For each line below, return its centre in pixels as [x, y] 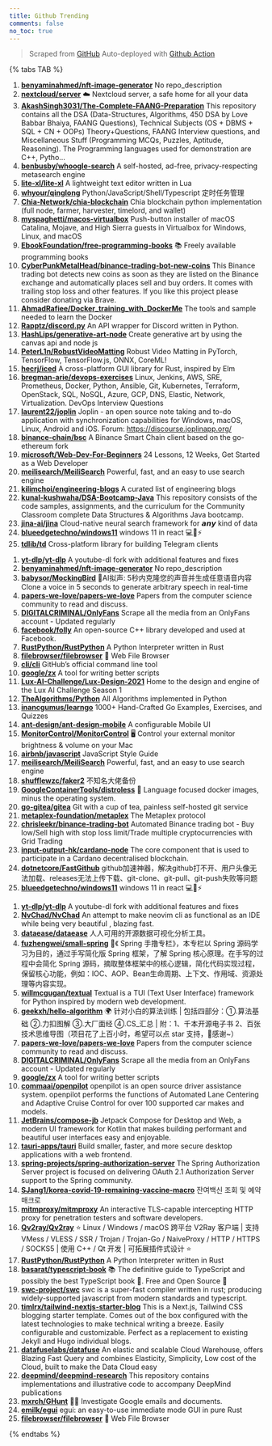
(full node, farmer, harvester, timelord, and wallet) [103, 210]
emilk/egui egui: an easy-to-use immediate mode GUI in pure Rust [132, 1410]
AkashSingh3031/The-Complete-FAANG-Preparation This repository [138, 106]
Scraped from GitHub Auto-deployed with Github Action [122, 54]
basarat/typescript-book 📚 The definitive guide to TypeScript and [133, 1270]
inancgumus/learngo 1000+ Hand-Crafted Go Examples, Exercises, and [141, 708]
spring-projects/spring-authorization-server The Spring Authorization [140, 1163]
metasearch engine [53, 175]
